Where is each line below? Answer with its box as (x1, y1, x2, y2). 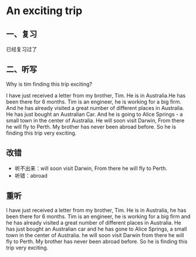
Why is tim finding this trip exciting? (6, 81, 93, 88)
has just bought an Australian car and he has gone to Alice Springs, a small (6, 225, 187, 233)
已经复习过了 (6, 46, 37, 52)
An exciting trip (6, 4, 83, 18)
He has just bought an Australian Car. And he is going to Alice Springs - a (6, 111, 183, 118)
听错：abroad (14, 172, 48, 179)
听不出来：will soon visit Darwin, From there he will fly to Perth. (14, 165, 167, 172)
